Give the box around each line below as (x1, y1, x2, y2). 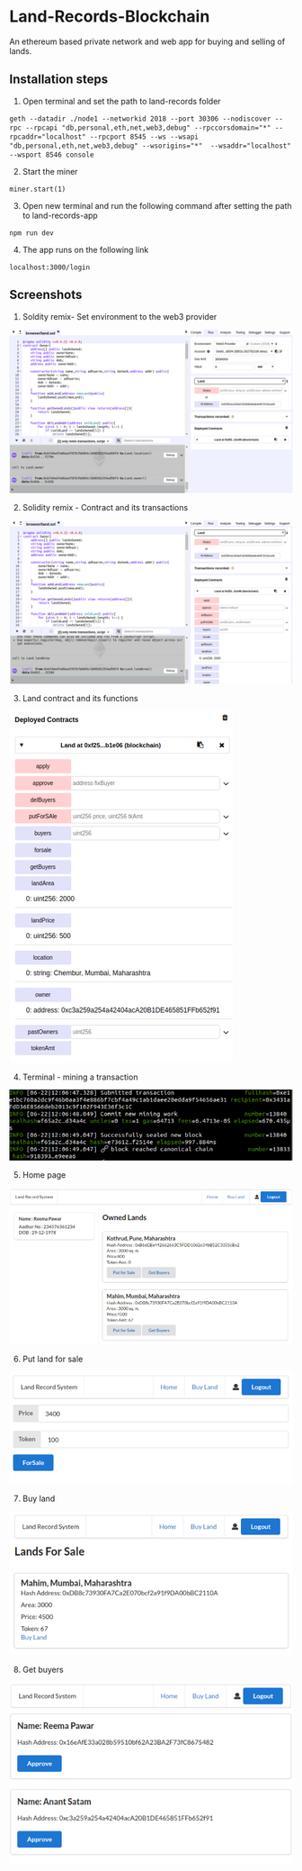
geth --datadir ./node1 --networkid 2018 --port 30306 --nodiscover (9, 114, 271, 123)
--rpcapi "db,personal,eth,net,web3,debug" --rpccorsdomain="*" (25, 123, 271, 132)
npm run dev (9, 228, 54, 238)
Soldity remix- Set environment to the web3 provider (22, 311, 218, 321)
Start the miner (22, 166, 78, 176)
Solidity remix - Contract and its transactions (22, 502, 189, 512)
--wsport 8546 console (9, 150, 94, 159)
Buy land (22, 1493, 56, 1504)
